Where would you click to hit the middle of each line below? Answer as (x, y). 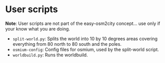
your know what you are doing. (38, 28)
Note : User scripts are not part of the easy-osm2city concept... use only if (83, 23)
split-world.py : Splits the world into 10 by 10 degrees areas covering (85, 39)
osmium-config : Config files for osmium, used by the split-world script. (86, 49)
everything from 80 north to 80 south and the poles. (67, 44)
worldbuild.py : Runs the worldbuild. (50, 55)
